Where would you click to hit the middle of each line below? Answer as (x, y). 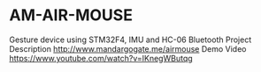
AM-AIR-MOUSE (71, 15)
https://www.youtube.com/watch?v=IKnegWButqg (101, 58)
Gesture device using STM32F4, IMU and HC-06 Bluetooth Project (130, 40)
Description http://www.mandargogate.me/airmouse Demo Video (128, 48)
